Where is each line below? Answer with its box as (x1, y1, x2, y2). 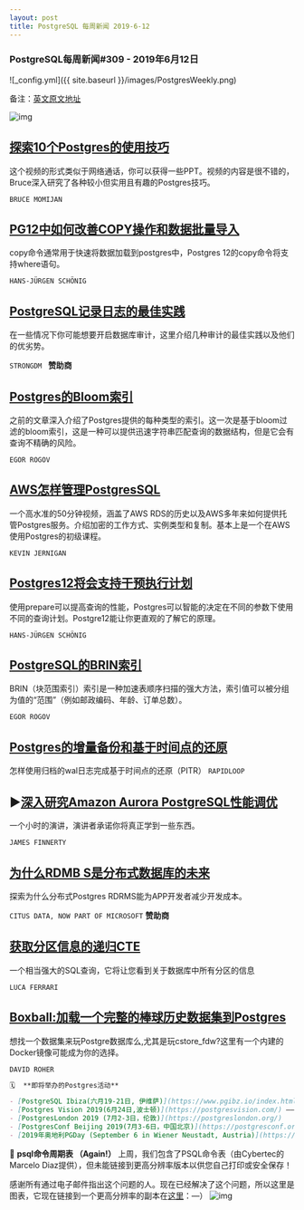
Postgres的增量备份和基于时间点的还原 (9, 739, 228, 754)
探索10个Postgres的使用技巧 (9, 139, 170, 155)
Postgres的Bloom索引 (9, 389, 134, 404)
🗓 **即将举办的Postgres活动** (9, 1080, 119, 1090)
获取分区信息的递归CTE (9, 939, 141, 955)
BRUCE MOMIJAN (9, 195, 63, 204)
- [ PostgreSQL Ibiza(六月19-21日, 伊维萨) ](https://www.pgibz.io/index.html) (9, 1097, 301, 1106)
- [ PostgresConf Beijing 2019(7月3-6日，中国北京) (9, 1122, 195, 1132)
